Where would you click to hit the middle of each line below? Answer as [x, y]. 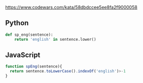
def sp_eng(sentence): [29, 35]
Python [17, 23]
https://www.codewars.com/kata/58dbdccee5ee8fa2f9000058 [71, 7]
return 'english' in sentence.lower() [55, 39]
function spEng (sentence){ [34, 67]
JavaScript [23, 55]
